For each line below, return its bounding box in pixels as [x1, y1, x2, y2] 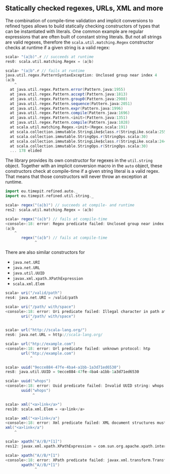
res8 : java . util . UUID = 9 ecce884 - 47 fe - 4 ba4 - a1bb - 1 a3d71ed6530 [5, 370, 139, 375]
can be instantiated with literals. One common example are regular [5, 28, 144, 34]
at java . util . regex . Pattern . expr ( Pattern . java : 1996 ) [10, 106, 123, 111]
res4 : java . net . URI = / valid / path [5, 295, 78, 300]
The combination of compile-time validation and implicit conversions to [5, 17, 153, 23]
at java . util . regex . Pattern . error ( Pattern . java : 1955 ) [10, 87, 125, 92]
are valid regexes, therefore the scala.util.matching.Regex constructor [5, 39, 154, 45]
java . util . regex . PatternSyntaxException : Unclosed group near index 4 [5, 73, 157, 78]
